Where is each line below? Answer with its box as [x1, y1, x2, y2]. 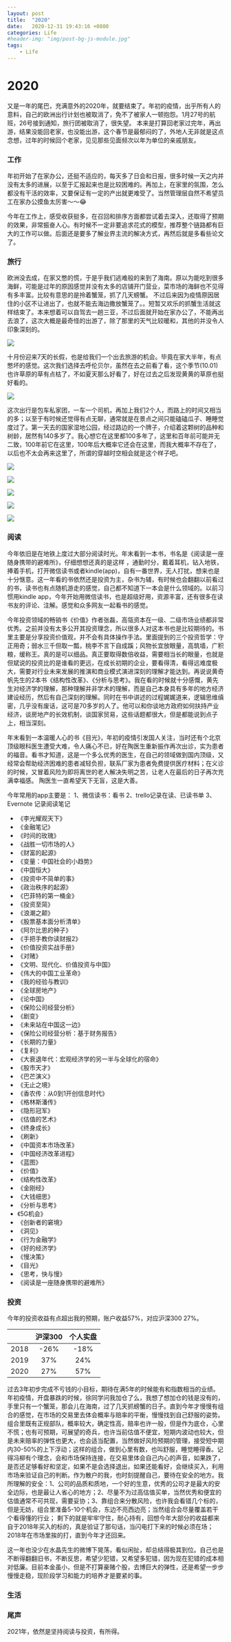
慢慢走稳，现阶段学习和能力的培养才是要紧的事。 [7, 1572, 146, 1579]
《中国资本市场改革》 [16, 1141, 78, 1149]
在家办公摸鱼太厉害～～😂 [12, 197, 87, 206]
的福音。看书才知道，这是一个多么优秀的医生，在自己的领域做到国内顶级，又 [7, 750, 224, 758]
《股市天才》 [16, 1063, 54, 1071]
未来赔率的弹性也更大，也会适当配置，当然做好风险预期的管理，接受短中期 [12, 1436, 224, 1445]
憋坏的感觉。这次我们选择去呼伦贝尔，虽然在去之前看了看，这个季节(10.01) [7, 362, 219, 370]
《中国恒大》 [16, 866, 54, 874]
